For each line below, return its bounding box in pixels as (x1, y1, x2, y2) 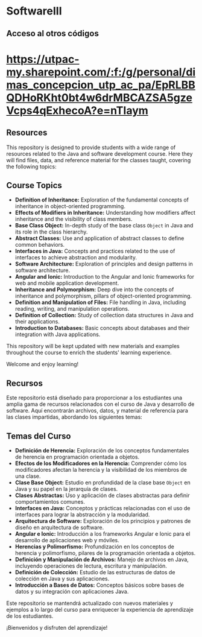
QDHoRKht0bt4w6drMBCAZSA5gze (6, 90, 193, 104)
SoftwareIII (6, 4, 62, 18)
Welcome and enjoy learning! (6, 361, 79, 368)
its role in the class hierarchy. (14, 228, 88, 236)
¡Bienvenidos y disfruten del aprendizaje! (6, 624, 108, 632)
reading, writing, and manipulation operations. (14, 305, 130, 312)
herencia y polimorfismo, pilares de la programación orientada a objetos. (14, 550, 196, 557)
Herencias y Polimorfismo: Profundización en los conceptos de (14, 543, 175, 550)
